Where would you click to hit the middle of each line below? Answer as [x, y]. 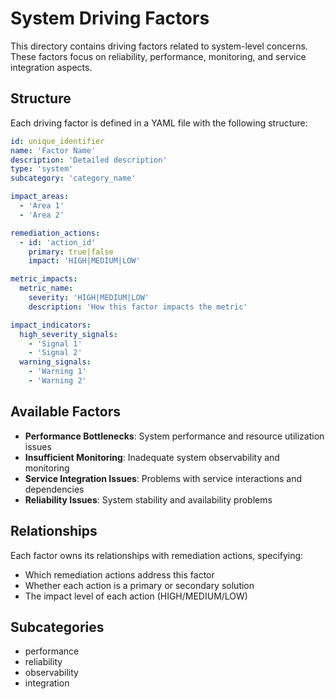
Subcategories [57, 627]
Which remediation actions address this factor [119, 574]
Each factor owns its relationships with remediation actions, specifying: [157, 555]
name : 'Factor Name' [53, 150]
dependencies [54, 489]
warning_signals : [55, 362]
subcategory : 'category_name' [73, 178]
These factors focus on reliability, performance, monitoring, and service [158, 56]
